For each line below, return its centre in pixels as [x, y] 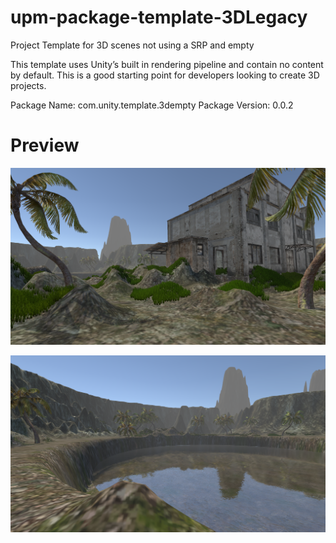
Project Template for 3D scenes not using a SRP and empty [132, 45]
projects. [28, 85]
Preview [45, 145]
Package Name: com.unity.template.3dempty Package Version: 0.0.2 [152, 105]
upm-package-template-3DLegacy [159, 17]
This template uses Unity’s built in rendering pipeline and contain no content [167, 64]
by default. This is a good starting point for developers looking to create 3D [165, 75]
